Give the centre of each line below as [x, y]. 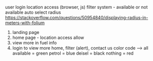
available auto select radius [33, 12]
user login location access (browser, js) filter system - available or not [76, 7]
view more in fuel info [35, 43]
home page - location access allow [48, 37]
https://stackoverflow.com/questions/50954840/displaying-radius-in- [77, 17]
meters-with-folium [25, 23]
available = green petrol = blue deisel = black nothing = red [73, 53]
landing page [26, 32]
